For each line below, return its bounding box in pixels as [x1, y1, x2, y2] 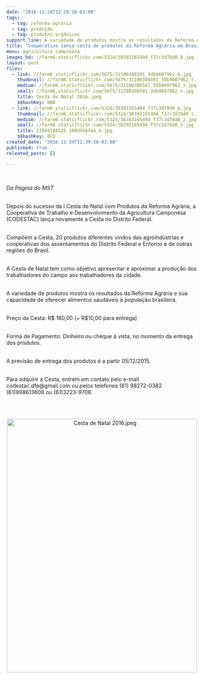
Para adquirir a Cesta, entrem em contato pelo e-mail [6, 375, 140, 383]
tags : [6, 15, 20, 21]
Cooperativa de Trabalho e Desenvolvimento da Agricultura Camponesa [6, 209, 186, 216]
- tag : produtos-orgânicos [12, 32, 80, 38]
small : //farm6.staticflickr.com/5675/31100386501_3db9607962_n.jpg [17, 88, 194, 94]
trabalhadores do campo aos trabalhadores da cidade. [6, 271, 143, 279]
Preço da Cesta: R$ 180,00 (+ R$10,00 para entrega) [6, 314, 138, 321]
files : [6, 65, 23, 72]
